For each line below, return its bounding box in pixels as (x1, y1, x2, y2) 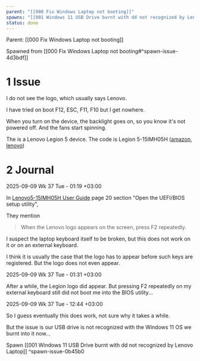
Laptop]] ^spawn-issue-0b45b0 (6, 348, 85, 355)
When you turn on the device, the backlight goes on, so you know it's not (6, 118, 186, 125)
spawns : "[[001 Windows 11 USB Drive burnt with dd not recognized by (6, 14, 185, 20)
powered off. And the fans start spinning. (6, 124, 107, 131)
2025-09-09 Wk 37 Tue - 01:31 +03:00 (6, 271, 102, 278)
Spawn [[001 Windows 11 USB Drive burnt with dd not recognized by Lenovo (6, 341, 193, 349)
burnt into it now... (6, 330, 51, 337)
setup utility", (6, 200, 39, 208)
